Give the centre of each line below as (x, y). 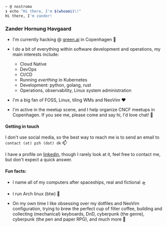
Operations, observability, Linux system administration (76, 90)
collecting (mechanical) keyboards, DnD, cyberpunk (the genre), (78, 214)
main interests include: (36, 54)
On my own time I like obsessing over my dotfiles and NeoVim (76, 204)
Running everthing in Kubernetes (54, 79)
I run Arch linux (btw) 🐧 (36, 194)
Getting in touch (22, 126)
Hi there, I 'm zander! (29, 16)
